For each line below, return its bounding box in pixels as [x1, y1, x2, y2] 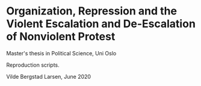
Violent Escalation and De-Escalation [6, 17, 196, 31]
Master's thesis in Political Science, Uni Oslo [6, 49, 117, 57]
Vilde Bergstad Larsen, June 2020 [6, 73, 91, 80]
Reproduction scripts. [6, 61, 60, 69]
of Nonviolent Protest [6, 30, 116, 43]
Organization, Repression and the [6, 4, 178, 18]
